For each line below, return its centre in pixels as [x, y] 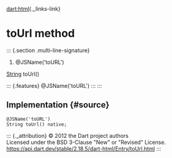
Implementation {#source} [58, 105]
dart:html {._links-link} [34, 9]
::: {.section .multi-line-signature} [48, 50]
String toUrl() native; [37, 124]
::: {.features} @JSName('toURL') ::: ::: [54, 85]
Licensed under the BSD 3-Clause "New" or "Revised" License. [86, 142]
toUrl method [41, 34]
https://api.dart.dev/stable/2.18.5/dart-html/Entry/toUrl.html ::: [84, 148]
